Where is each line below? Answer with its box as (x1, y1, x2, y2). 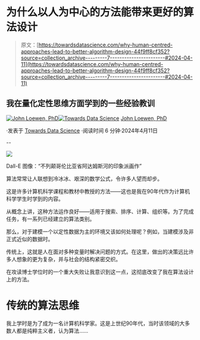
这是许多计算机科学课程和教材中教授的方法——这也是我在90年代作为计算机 (6, 187, 190, 194)
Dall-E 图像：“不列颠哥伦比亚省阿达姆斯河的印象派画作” (6, 162, 142, 169)
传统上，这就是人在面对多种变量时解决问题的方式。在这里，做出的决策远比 (6, 248, 189, 255)
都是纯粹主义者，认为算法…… (16, 327, 89, 334)
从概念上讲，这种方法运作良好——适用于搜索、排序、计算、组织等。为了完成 (6, 208, 194, 215)
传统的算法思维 (6, 299, 80, 312)
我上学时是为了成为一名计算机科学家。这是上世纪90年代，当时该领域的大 (6, 320, 185, 327)
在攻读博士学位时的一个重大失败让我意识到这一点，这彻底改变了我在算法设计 (6, 268, 194, 275)
